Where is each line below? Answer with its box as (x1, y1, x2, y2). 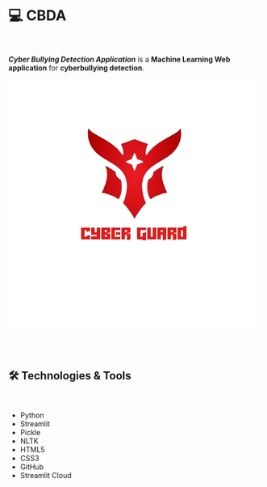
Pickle (19, 427, 41, 437)
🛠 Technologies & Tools (8, 369, 131, 383)
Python (19, 410, 44, 420)
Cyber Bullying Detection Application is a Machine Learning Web (8, 54, 231, 64)
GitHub (19, 462, 44, 472)
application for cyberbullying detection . (8, 62, 145, 73)
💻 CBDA (8, 6, 67, 25)
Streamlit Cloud (19, 470, 72, 480)
